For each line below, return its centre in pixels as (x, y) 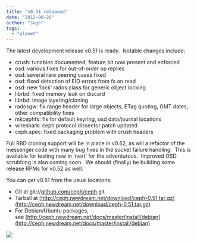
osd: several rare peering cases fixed (60, 75)
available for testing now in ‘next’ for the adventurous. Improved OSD (91, 156)
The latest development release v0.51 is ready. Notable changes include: (96, 51)
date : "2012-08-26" (30, 17)
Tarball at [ (28, 198)
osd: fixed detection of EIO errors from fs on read (75, 82)
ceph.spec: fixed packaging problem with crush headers (84, 132)
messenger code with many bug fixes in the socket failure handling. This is (98, 150)
